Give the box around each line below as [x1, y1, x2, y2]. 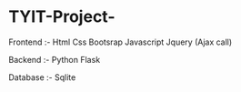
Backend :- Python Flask [8, 54, 101, 65]
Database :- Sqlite [8, 71, 76, 83]
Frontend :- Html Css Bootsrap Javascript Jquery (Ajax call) [8, 36, 233, 47]
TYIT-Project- [8, 6, 115, 27]
